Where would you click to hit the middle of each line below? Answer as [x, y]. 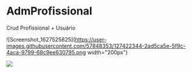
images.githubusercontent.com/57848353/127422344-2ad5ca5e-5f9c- [96, 46]
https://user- [91, 39]
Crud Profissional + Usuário [41, 28]
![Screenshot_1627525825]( [41, 39]
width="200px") [108, 52]
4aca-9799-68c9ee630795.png [46, 52]
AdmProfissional [49, 11]
